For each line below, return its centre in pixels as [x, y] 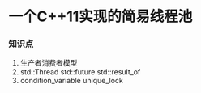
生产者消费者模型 [49, 63]
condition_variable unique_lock [71, 81]
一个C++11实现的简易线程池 [100, 17]
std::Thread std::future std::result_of [80, 72]
